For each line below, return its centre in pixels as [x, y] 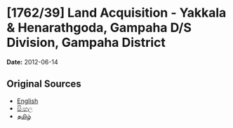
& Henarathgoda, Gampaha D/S [99, 28]
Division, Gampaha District [86, 43]
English [27, 101]
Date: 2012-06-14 [32, 62]
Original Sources [44, 84]
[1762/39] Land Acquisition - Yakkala [116, 13]
